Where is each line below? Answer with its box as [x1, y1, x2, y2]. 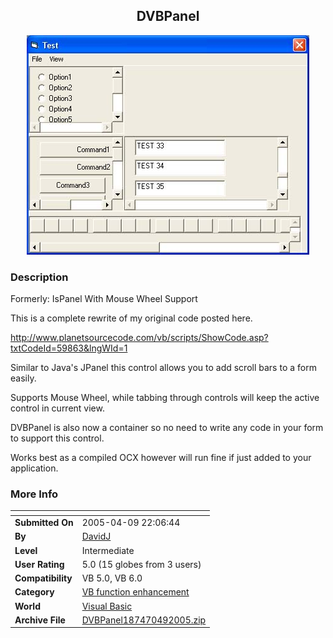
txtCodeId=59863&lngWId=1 [10, 342, 128, 354]
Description [10, 270, 69, 284]
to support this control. [10, 432, 105, 444]
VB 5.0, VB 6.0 [81, 572, 143, 584]
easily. [10, 372, 37, 384]
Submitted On [14, 517, 74, 529]
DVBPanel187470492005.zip [81, 614, 207, 626]
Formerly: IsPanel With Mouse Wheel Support [10, 293, 198, 305]
